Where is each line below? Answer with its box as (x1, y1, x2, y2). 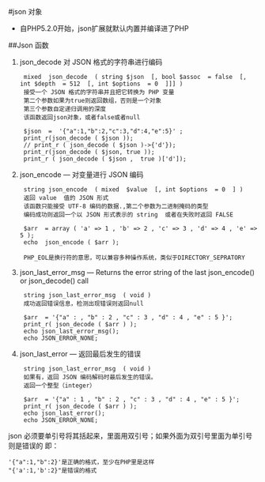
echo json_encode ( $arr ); (23, 239, 120, 247)
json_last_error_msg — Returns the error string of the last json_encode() (19, 268, 255, 277)
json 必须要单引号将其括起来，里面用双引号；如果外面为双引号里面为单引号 (8, 431, 253, 440)
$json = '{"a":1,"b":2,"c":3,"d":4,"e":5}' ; (23, 127, 184, 135)
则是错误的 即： (8, 441, 59, 450)
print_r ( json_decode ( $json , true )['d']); (23, 155, 187, 163)
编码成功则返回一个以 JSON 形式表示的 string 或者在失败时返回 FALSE (23, 211, 233, 219)
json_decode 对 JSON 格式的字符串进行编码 (19, 58, 163, 66)
